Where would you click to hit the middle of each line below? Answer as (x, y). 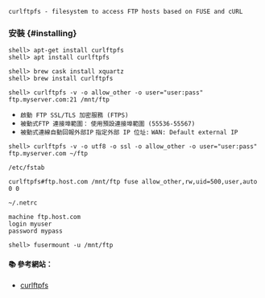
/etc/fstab (27, 168)
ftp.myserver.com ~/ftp (48, 154)
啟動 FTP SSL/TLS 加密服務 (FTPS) (74, 116)
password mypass (35, 231)
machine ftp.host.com (45, 217)
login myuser (30, 224)
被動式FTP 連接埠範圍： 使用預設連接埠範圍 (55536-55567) (108, 124)
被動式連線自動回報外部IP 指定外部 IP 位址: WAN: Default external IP (129, 133)
